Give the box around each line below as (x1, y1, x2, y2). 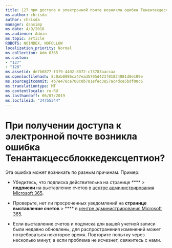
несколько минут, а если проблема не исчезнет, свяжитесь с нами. (12, 237, 161, 243)
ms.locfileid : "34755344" (5, 98, 60, 103)
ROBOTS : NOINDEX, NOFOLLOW (5, 41, 63, 46)
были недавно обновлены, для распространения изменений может (12, 226, 161, 233)
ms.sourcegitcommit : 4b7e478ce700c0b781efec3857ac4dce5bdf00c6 (5, 79, 143, 84)
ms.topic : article (5, 36, 45, 41)
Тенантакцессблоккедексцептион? (5, 152, 165, 164)
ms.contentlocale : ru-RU (5, 88, 58, 94)
